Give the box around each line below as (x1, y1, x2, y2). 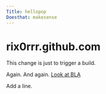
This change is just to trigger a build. (6, 59, 96, 67)
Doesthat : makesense (6, 14, 58, 20)
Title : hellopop (6, 8, 46, 15)
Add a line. (6, 83, 33, 90)
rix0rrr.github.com (6, 40, 101, 54)
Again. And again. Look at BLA (6, 71, 81, 78)
